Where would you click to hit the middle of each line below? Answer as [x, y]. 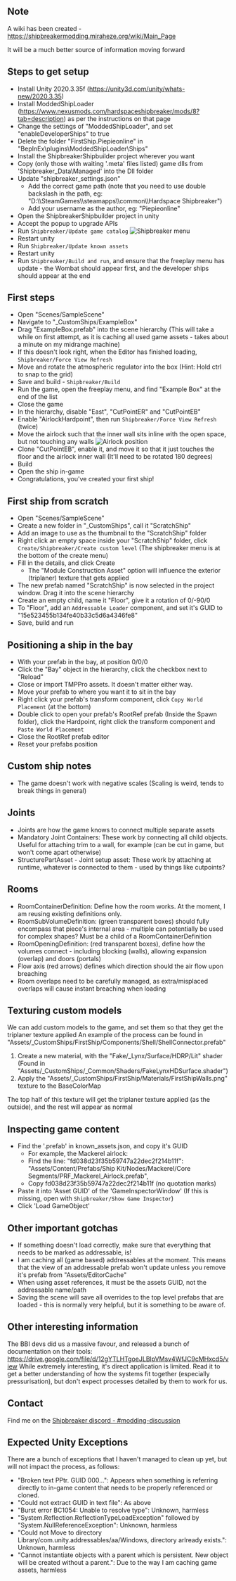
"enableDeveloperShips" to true [64, 134]
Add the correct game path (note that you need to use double [117, 186]
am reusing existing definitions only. [70, 913]
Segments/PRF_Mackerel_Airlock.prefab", [88, 1176]
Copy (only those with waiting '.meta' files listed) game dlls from [110, 163]
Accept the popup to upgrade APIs [67, 223]
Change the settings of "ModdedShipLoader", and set [95, 126]
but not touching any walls [56, 442]
